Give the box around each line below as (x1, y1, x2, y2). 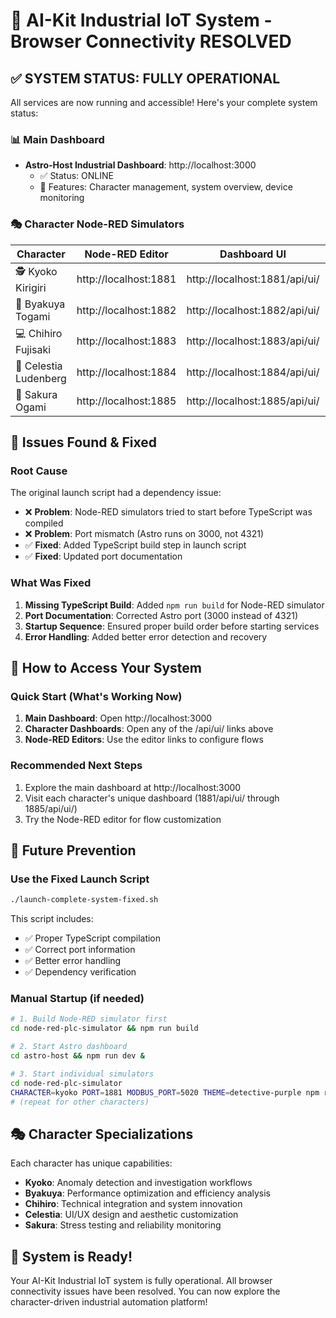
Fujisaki (15, 342, 52, 356)
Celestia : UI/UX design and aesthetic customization (24, 1209, 239, 1221)
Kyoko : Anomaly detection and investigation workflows (24, 1177, 253, 1189)
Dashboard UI (219, 247, 287, 261)
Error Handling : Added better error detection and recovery (24, 630, 268, 643)
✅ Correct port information (24, 944, 136, 956)
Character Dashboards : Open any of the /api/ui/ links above (24, 723, 274, 735)
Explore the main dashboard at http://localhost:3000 (24, 781, 242, 793)
